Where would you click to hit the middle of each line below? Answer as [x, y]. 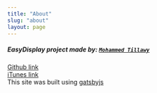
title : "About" [30, 14]
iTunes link [23, 75]
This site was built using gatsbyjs [56, 82]
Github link [23, 67]
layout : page [27, 27]
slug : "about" [28, 20]
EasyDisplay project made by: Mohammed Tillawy [78, 49]
